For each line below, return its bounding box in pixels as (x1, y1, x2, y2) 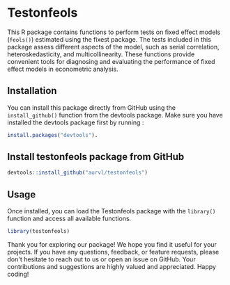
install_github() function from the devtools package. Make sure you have (7, 111, 223, 119)
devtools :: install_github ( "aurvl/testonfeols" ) (7, 169, 148, 177)
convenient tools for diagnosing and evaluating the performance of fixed (7, 57, 215, 65)
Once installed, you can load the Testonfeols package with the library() (7, 207, 216, 215)
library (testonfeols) (7, 228, 70, 235)
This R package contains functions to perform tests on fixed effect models (7, 28, 221, 36)
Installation (7, 85, 57, 97)
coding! (7, 270, 29, 278)
